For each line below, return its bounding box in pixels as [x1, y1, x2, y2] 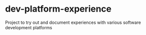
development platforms [5, 24, 53, 30]
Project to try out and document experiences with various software [5, 19, 142, 25]
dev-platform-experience [5, 3, 112, 15]
